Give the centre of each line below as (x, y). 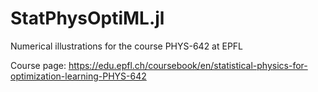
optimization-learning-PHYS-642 (78, 76)
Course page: (38, 65)
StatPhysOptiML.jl (87, 18)
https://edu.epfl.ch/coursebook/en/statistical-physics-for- (188, 65)
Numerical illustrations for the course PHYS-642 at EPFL (127, 46)
